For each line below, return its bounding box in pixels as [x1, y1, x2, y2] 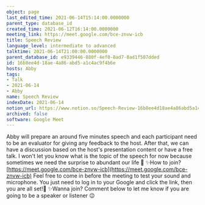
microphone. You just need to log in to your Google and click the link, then [6, 179, 192, 186]
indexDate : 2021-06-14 [6, 99, 64, 105]
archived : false [6, 111, 48, 117]
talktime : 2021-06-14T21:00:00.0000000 [6, 49, 108, 55]
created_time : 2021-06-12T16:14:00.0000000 [6, 26, 119, 32]
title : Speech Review [6, 37, 62, 43]
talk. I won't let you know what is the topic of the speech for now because [6, 153, 192, 160]
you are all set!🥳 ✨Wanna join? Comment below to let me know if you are [6, 185, 189, 192]
